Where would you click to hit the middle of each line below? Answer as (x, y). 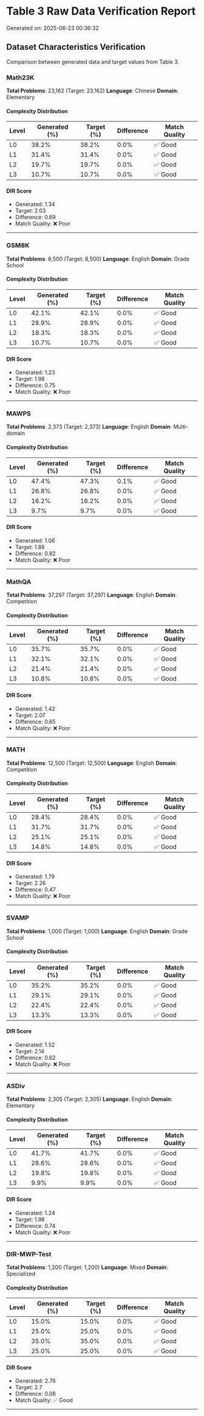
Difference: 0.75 (35, 385)
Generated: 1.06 (35, 540)
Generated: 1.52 (35, 1045)
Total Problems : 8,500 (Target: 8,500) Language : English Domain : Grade (98, 259)
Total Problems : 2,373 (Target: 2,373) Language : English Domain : (89, 427)
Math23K (20, 77)
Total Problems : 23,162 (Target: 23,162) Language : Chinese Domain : (92, 91)
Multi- (180, 427)
